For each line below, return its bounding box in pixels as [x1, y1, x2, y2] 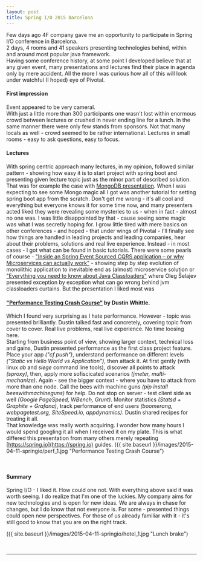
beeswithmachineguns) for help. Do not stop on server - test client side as [6, 390, 192, 397]
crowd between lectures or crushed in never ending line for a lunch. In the [6, 116, 190, 123]
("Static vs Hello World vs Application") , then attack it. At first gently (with [6, 358, 190, 365]
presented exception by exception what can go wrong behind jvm [6, 278, 170, 286]
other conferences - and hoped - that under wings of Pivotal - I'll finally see [6, 227, 195, 234]
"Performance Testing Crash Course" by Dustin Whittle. [6, 299, 150, 306]
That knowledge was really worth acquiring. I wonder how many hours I [6, 422, 184, 429]
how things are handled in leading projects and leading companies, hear [6, 234, 186, 241]
